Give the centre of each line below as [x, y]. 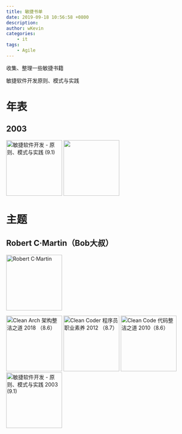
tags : [13, 45]
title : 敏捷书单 [24, 12]
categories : [21, 34]
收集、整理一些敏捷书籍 [35, 68]
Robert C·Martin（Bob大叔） [60, 243]
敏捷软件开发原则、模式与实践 [43, 80]
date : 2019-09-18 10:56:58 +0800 [48, 17]
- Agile [26, 50]
